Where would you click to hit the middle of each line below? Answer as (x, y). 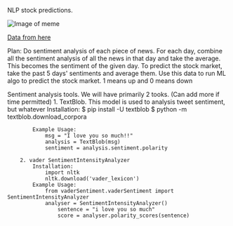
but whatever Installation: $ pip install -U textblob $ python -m (97, 109)
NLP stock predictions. (40, 10)
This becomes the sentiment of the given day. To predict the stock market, (115, 66)
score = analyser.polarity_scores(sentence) (124, 215)
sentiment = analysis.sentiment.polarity (106, 148)
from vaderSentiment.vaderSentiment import (109, 191)
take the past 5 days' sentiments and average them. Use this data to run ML (117, 73)
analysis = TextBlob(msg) (82, 142)
